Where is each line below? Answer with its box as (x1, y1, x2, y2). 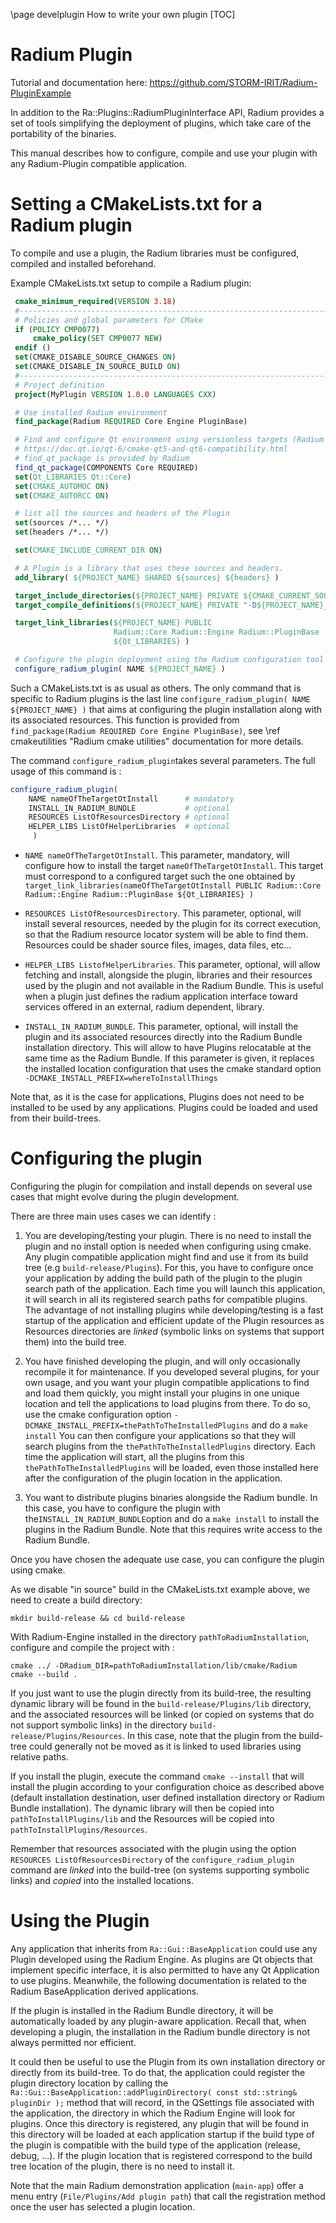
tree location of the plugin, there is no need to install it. (10, 2160, 235, 2172)
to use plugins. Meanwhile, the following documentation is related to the (10, 1974, 307, 1986)
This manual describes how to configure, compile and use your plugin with (10, 147, 318, 159)
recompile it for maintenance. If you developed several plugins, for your (24, 1365, 320, 1378)
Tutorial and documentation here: (10, 76, 148, 88)
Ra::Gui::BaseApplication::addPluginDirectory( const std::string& (10, 2087, 298, 2098)
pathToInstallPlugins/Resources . (10, 1823, 148, 1835)
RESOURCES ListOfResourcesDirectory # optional (28, 812, 230, 823)
